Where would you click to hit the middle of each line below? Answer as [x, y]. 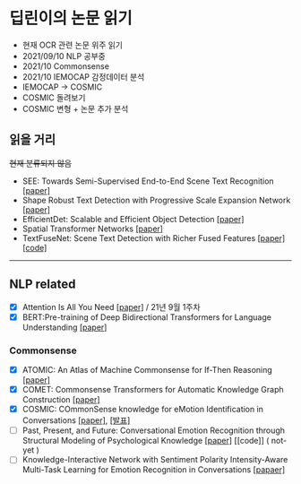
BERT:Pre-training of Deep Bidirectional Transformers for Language [146, 317]
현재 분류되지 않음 [40, 163]
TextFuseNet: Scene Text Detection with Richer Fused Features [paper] [154, 238]
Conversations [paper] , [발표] [76, 420]
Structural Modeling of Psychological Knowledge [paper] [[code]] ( [146, 441]
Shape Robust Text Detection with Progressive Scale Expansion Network [156, 200]
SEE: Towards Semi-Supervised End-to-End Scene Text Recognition [148, 181]
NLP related [43, 285]
